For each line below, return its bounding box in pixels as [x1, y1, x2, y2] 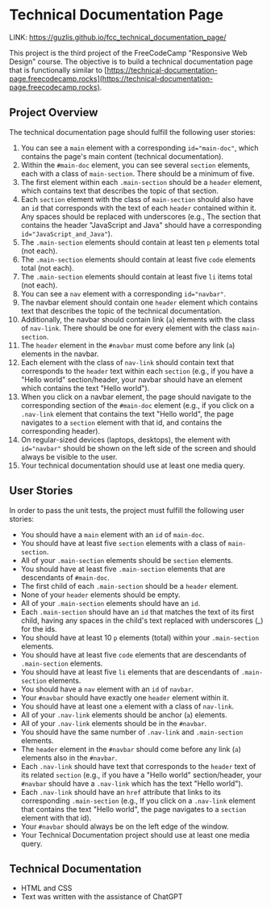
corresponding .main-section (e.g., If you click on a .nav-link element [20, 796, 256, 805]
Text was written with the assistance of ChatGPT [20, 892, 184, 902]
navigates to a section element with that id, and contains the [20, 418, 223, 427]
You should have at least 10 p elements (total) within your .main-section [20, 633, 260, 642]
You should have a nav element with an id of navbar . [20, 684, 194, 694]
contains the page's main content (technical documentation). [20, 151, 224, 161]
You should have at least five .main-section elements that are [20, 564, 226, 574]
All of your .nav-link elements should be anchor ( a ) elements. [20, 709, 228, 720]
